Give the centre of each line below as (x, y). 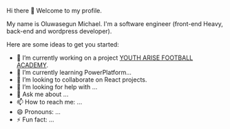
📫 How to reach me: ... (49, 102)
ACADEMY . (32, 65)
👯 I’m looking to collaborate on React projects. (82, 80)
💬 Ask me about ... (42, 94)
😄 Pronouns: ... (39, 112)
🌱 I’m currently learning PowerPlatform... (74, 72)
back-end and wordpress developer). (59, 31)
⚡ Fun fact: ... (35, 119)
